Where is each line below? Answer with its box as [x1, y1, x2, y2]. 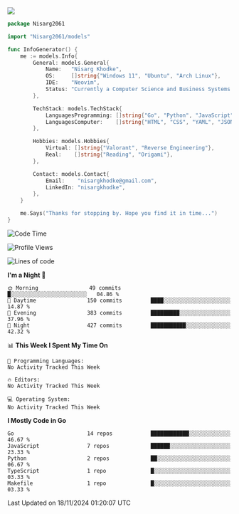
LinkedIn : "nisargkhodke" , [45, 184, 126, 191]
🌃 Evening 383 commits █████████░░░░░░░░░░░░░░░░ [7, 309, 231, 316]
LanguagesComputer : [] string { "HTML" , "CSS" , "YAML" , [45, 118, 215, 125]
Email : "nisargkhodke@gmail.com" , [45, 177, 158, 184]
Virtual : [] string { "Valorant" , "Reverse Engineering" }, [45, 145, 215, 152]
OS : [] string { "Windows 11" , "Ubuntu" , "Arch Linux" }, [45, 73, 221, 80]
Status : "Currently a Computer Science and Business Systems [45, 85, 231, 93]
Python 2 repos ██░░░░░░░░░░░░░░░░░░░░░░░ [7, 455, 231, 462]
